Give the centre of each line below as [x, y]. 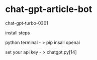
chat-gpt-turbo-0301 [27, 23]
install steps [18, 32]
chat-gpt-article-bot [49, 9]
